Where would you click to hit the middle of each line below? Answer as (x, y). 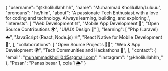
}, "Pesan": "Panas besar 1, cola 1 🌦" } (46, 63)
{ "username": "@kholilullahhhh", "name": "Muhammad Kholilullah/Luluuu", (83, 7)
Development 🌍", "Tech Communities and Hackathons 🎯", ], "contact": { (81, 50)
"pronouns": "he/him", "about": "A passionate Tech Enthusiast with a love (82, 13)
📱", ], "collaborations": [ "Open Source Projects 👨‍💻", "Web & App (73, 44)
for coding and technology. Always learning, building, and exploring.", (78, 18)
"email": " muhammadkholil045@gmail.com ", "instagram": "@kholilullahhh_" (84, 57)
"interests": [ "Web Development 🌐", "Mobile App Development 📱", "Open (82, 23)
